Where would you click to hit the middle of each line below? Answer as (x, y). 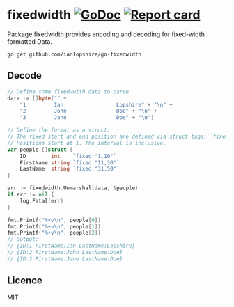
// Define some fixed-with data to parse (68, 92)
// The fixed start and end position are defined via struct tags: (107, 136)
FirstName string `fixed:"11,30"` (70, 163)
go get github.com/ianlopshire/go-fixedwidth (74, 54)
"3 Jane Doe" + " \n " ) (87, 118)
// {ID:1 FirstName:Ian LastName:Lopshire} (71, 246)
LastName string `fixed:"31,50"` (70, 169)
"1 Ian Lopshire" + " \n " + (96, 104)
